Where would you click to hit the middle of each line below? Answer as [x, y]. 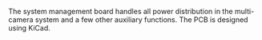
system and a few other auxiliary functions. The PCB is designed [141, 20]
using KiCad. [29, 28]
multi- [245, 11]
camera [21, 20]
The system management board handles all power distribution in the [121, 11]
